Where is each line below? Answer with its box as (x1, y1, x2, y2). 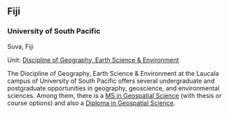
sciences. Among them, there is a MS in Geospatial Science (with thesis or (7, 91, 222, 99)
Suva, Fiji (7, 42, 34, 51)
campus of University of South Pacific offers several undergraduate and (7, 76, 215, 85)
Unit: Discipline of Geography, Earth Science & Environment (7, 56, 179, 64)
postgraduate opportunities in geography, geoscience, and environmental (7, 83, 220, 92)
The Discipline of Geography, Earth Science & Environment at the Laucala (7, 69, 219, 77)
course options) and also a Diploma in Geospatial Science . (7, 99, 176, 107)
